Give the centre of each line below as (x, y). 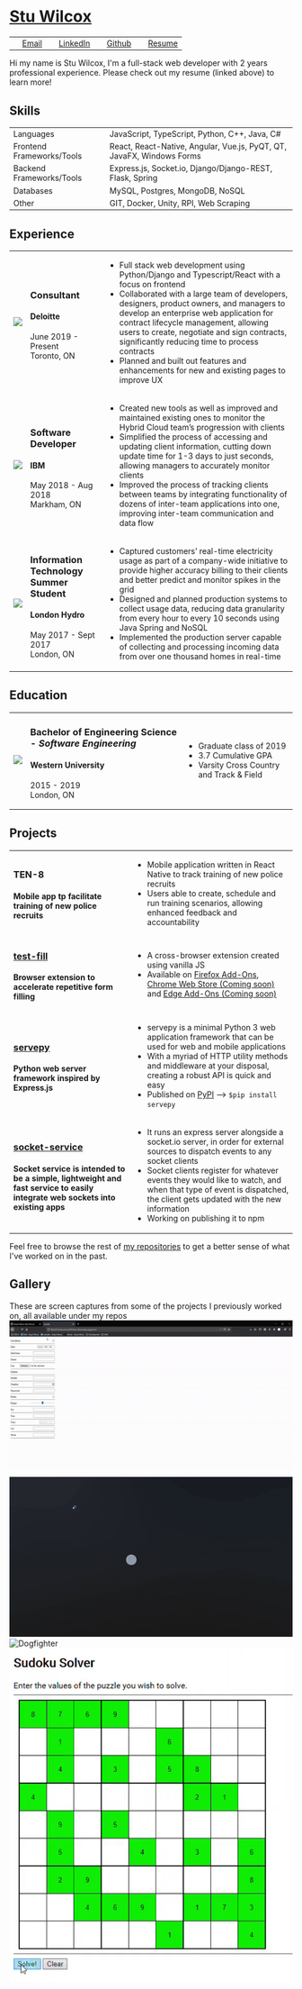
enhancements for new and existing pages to (202, 370)
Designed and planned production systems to (203, 599)
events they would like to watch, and (214, 1180)
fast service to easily (53, 1187)
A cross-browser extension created (213, 956)
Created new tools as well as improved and (199, 408)
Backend (30, 168)
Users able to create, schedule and (212, 893)
